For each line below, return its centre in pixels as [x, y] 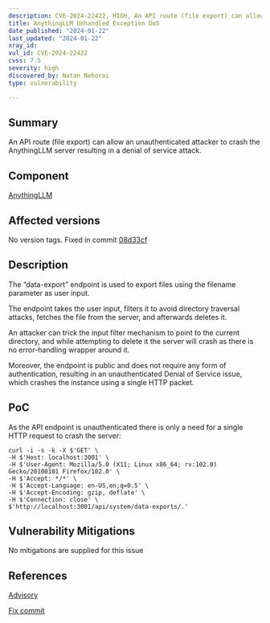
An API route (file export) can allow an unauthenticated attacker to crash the [134, 142]
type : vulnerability [43, 83]
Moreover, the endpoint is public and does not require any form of [117, 365]
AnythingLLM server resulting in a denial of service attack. [105, 150]
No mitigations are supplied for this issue [76, 551]
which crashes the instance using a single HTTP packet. [101, 382]
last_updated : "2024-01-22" [55, 38]
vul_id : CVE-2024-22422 [48, 53]
